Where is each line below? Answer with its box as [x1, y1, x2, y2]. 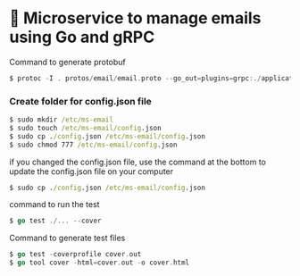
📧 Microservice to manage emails [9, 8, 262, 29]
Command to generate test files [9, 232, 126, 244]
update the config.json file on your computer [9, 165, 174, 177]
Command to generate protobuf [9, 56, 127, 67]
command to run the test [9, 199, 100, 210]
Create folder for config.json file [9, 95, 152, 107]
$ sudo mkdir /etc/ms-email [9, 115, 114, 124]
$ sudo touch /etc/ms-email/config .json [9, 123, 162, 132]
